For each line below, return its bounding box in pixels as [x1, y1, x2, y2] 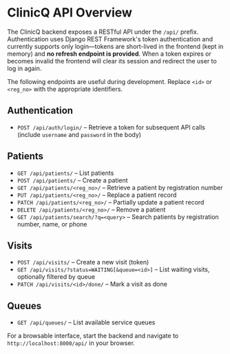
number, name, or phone [17, 220, 87, 228]
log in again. [7, 64, 42, 72]
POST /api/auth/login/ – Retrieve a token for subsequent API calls [17, 123, 205, 132]
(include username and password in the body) [17, 130, 142, 138]
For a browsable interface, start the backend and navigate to [7, 332, 179, 340]
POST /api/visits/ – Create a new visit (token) [17, 258, 149, 267]
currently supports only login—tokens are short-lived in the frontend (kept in [7, 42, 224, 50]
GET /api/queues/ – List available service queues [17, 318, 156, 326]
